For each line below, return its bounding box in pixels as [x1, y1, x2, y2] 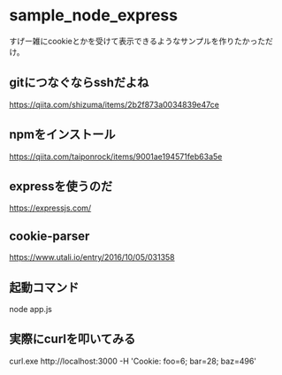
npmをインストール [9, 127, 117, 142]
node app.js [9, 304, 53, 314]
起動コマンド [9, 279, 80, 295]
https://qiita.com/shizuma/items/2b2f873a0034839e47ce [9, 99, 219, 110]
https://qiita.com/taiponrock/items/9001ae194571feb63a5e [9, 151, 223, 162]
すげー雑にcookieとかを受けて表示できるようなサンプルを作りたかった [9, 35, 266, 46]
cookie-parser [9, 228, 90, 243]
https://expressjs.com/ [9, 203, 92, 213]
